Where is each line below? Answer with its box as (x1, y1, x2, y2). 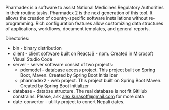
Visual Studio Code (12, 56, 53, 62)
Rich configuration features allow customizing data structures (35, 20, 164, 26)
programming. (5, 20, 35, 26)
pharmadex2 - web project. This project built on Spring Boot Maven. (20, 78, 162, 83)
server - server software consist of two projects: (12, 62, 114, 67)
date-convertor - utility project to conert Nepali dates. (12, 99, 125, 105)
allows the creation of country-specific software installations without (5, 15, 148, 21)
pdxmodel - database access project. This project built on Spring (20, 67, 155, 73)
